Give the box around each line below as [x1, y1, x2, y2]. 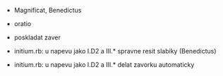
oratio [13, 20, 32, 27]
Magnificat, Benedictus [13, 6, 82, 14]
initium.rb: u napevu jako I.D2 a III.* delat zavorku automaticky [13, 61, 195, 69]
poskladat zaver [13, 33, 61, 42]
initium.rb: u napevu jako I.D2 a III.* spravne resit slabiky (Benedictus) [13, 47, 217, 55]
